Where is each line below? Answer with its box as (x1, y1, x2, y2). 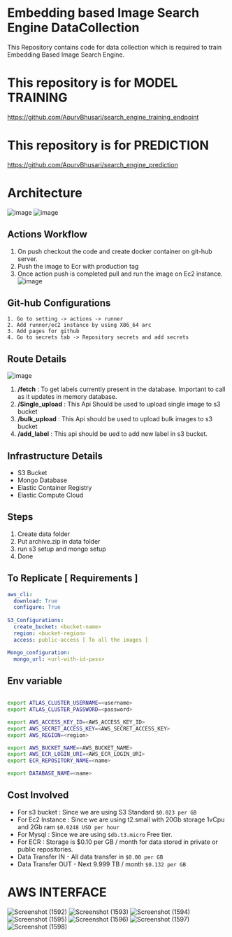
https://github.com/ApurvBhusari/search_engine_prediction (7, 160, 178, 169)
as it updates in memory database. (17, 393, 117, 401)
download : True (13, 597, 58, 605)
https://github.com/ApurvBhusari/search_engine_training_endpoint (7, 113, 199, 121)
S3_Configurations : (7, 617, 64, 624)
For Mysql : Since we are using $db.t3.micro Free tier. (17, 830, 173, 838)
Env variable (7, 675, 63, 686)
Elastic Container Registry (17, 484, 92, 491)
